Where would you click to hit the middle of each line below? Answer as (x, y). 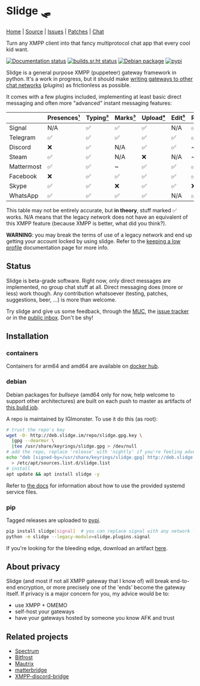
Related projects (37, 637)
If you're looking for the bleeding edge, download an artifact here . (87, 548)
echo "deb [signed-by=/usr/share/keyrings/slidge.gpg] (76, 458)
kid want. (17, 49)
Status (19, 266)
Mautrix (24, 664)
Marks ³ (125, 117)
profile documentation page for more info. (57, 247)
